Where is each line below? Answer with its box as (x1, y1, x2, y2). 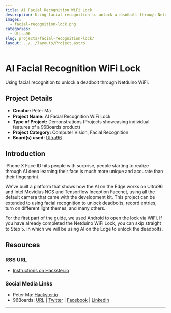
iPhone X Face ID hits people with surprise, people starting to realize (5, 163, 149, 169)
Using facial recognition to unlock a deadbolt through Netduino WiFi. (5, 79, 149, 86)
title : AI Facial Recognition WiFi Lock (5, 7, 93, 13)
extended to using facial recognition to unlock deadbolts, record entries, (5, 200, 157, 206)
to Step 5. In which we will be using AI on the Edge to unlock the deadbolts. (5, 226, 163, 232)
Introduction (5, 149, 46, 158)
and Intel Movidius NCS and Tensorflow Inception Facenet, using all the (5, 189, 155, 195)
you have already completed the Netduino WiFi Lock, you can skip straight (5, 220, 161, 226)
